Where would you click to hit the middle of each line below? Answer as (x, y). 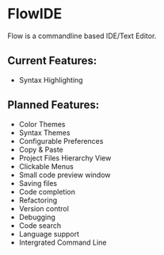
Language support (49, 234)
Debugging (37, 217)
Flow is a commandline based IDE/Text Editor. (82, 36)
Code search (40, 225)
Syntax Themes (44, 133)
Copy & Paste (41, 149)
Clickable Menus (46, 166)
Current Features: (52, 61)
